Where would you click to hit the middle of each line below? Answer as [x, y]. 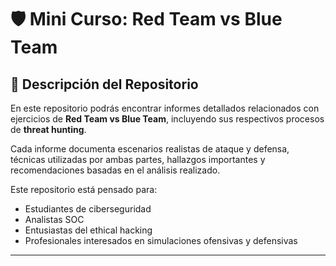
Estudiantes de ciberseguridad [88, 209]
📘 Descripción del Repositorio [104, 84]
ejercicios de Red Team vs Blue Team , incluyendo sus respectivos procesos [167, 119]
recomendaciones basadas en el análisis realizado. [115, 170]
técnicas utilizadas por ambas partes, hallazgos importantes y [138, 159]
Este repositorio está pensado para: [84, 189]
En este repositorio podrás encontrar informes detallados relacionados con [165, 108]
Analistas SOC [54, 219]
